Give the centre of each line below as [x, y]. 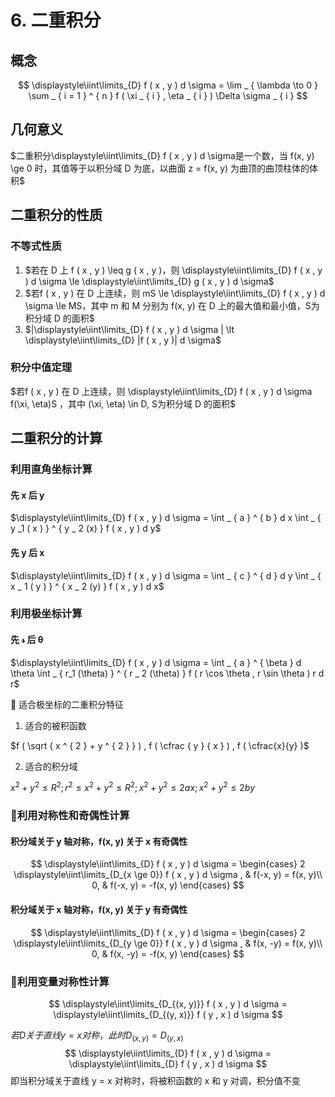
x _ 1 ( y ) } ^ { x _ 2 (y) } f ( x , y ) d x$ [87, 586]
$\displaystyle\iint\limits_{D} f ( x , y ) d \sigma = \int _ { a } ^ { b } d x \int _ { [166, 518]
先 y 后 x [27, 552]
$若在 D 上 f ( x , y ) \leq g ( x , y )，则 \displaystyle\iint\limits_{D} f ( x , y [173, 270]
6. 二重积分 [56, 20]
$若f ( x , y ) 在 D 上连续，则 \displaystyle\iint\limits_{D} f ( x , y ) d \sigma [161, 391]
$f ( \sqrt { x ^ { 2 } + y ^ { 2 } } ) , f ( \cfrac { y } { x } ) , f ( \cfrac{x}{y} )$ [160, 745]
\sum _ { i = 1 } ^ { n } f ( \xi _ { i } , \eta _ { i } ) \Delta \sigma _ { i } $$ [168, 95]
